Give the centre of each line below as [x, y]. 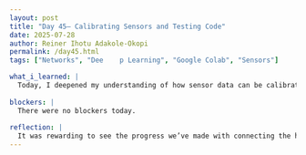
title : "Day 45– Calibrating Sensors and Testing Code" [117, 26]
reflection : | [36, 128]
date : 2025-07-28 [42, 35]
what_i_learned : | [44, 77]
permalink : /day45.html [55, 52]
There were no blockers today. [77, 110]
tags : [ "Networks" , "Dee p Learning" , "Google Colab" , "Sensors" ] [144, 60]
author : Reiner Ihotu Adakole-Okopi [79, 43]
